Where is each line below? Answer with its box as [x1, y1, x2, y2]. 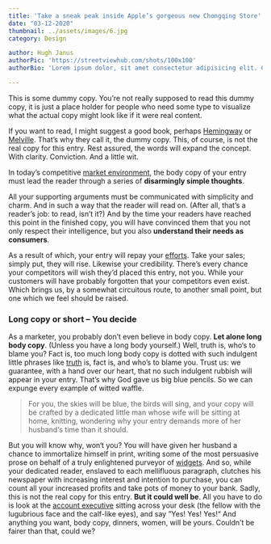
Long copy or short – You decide [8, 313, 137, 324]
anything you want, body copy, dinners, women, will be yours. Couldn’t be [8, 518, 255, 528]
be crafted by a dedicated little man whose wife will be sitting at [27, 407, 240, 417]
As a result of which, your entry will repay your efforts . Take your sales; [8, 250, 246, 259]
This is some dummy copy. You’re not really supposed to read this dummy [8, 93, 254, 103]
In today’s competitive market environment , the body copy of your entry [8, 167, 248, 177]
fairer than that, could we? [8, 526, 95, 536]
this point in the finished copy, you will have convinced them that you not [8, 217, 251, 227]
